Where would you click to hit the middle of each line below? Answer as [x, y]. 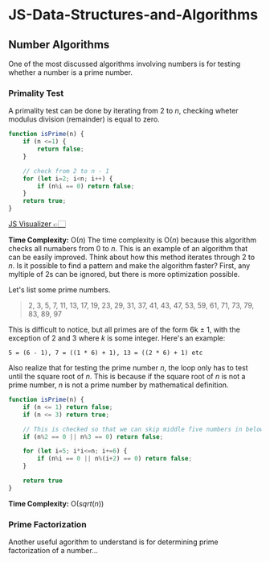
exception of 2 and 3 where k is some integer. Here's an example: [117, 338]
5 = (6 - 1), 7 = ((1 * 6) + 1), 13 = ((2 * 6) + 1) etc [106, 353]
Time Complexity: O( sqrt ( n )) [56, 503]
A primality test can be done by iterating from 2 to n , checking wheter [123, 111]
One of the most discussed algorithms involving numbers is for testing [125, 64]
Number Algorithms [59, 45]
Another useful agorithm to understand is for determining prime [113, 542]
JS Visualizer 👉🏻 [37, 224]
